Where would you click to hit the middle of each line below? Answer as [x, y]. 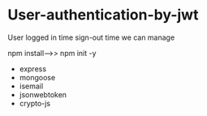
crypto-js [34, 103]
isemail [31, 86]
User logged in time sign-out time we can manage [91, 37]
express [32, 69]
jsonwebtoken [43, 94]
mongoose [37, 77]
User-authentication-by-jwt [103, 15]
